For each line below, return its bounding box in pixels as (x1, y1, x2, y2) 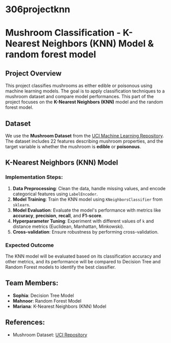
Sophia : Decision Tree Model (12, 292, 74, 299)
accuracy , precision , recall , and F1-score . (12, 212, 103, 218)
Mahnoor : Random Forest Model (12, 298, 82, 304)
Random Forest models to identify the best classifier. (5, 264, 116, 270)
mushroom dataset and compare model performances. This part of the (5, 94, 154, 100)
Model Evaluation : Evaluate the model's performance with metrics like (12, 207, 161, 213)
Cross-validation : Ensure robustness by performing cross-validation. (12, 228, 159, 235)
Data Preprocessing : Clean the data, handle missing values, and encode (12, 185, 166, 191)
